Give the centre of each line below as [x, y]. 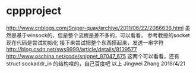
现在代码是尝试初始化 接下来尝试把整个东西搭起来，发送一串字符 [85, 42]
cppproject [34, 11]
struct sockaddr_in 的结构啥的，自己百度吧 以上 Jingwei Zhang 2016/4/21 [96, 64]
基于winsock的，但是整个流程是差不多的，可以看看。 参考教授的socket [103, 35]
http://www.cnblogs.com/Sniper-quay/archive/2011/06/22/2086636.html [95, 28]
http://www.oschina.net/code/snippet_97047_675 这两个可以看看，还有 [93, 56]
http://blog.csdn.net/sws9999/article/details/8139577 [72, 49]
